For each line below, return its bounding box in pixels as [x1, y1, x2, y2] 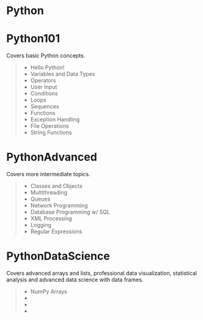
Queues [30, 195, 51, 203]
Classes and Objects [30, 182, 83, 190]
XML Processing [30, 215, 72, 222]
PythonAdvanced [6, 151, 98, 164]
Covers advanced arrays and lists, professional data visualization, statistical [6, 270, 197, 277]
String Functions [30, 129, 72, 136]
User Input [30, 83, 57, 91]
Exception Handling [30, 116, 80, 123]
